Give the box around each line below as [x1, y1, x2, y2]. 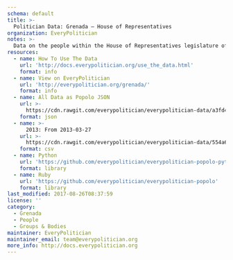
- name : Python [13, 152, 58, 159]
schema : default [7, 10, 54, 17]
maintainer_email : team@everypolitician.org [7, 236, 138, 243]
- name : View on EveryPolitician [13, 74, 110, 82]
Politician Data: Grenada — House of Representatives [13, 23, 172, 30]
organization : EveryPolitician [7, 29, 98, 37]
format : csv [19, 146, 54, 153]
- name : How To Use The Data [13, 55, 98, 62]
